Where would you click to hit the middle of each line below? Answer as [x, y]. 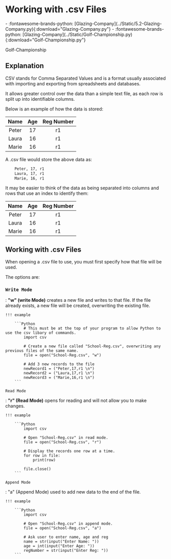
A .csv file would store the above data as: [49, 159]
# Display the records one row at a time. [69, 451]
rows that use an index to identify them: [47, 193]
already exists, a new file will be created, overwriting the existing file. [78, 306]
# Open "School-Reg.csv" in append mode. [68, 524]
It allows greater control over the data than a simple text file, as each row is [84, 94]
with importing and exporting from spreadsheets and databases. [73, 83]
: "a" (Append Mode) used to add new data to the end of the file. [73, 492]
